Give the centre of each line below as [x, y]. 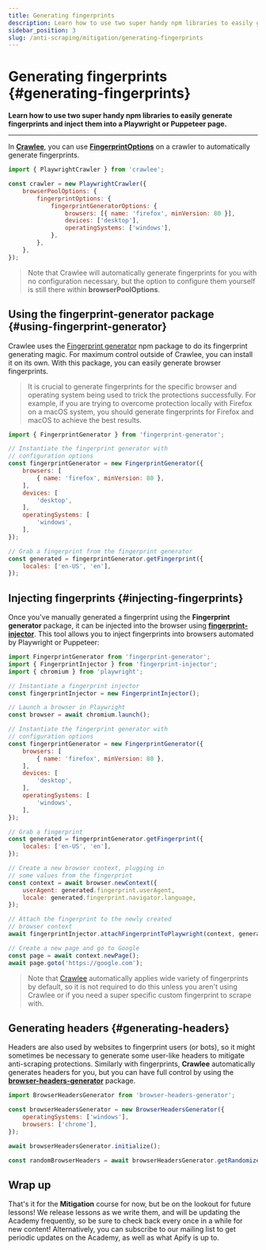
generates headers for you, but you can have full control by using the [121, 1073]
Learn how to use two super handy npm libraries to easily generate [120, 116]
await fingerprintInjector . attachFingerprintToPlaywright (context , [122, 934]
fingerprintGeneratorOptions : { [104, 206]
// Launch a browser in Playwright [67, 708]
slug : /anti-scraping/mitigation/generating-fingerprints [106, 38]
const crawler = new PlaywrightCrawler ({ [78, 184]
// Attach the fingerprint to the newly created [90, 919]
